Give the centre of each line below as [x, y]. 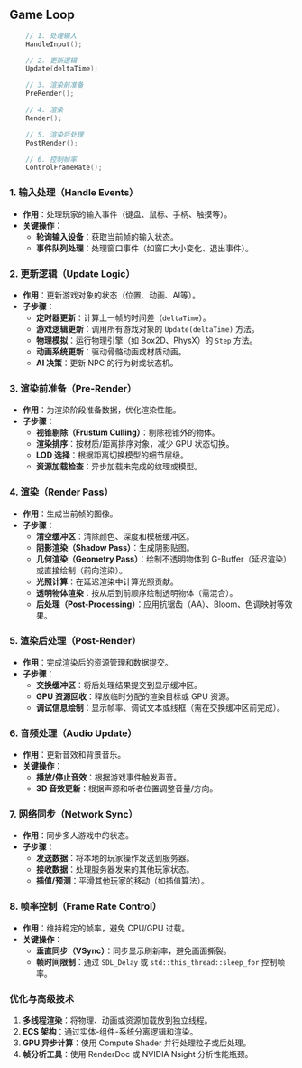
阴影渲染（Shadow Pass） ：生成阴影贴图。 [115, 547]
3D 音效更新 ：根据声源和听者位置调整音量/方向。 [127, 789]
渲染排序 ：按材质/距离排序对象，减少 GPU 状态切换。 [135, 444]
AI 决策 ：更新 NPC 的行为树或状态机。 [107, 363]
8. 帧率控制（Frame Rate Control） [86, 906]
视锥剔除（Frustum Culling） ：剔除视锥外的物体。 [128, 432]
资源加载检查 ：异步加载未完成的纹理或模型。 [119, 467]
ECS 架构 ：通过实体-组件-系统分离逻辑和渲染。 [110, 1031]
